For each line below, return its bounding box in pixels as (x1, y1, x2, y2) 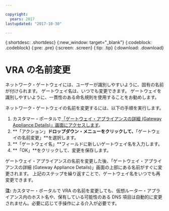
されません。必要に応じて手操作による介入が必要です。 (5, 200, 120, 206)
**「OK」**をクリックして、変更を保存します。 (12, 147, 111, 153)
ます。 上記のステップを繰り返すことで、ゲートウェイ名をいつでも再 (18, 171, 160, 177)
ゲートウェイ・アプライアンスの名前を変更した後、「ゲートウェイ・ (5, 158, 145, 164)
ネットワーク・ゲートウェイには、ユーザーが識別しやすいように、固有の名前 (5, 82, 164, 88)
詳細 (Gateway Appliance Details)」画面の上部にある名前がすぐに (22, 165, 158, 171)
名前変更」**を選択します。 (21, 135, 79, 141)
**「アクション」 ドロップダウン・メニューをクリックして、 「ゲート (12, 128, 152, 134)
